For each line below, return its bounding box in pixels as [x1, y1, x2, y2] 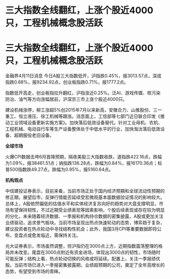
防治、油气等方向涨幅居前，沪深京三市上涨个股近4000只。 [5, 96, 127, 102]
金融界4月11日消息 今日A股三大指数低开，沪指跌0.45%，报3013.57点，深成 [5, 73, 162, 79]
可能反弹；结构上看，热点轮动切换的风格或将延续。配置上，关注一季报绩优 [5, 256, 160, 262]
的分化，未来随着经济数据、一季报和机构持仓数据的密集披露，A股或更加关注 [5, 213, 163, 219]
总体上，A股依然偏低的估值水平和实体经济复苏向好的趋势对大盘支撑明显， [5, 201, 159, 207]
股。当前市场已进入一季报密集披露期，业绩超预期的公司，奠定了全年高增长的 [5, 262, 165, 268]
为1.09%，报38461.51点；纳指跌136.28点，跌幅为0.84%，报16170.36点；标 [5, 160, 162, 166]
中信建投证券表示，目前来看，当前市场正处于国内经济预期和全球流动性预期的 [5, 188, 165, 194]
